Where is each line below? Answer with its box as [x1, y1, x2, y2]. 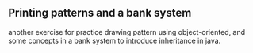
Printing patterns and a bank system [8, 6, 192, 20]
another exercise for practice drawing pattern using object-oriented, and [8, 27, 246, 36]
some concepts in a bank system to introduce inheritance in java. [8, 36, 221, 45]
